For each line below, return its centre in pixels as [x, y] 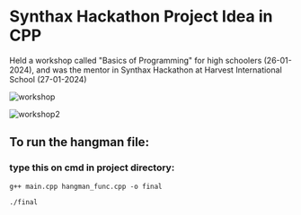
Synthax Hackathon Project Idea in [141, 17]
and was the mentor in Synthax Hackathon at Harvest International [159, 70]
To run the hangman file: [80, 142]
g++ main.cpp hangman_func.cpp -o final [86, 186]
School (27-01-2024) [48, 79]
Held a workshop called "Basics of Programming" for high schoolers [136, 60]
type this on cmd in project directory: [92, 168]
